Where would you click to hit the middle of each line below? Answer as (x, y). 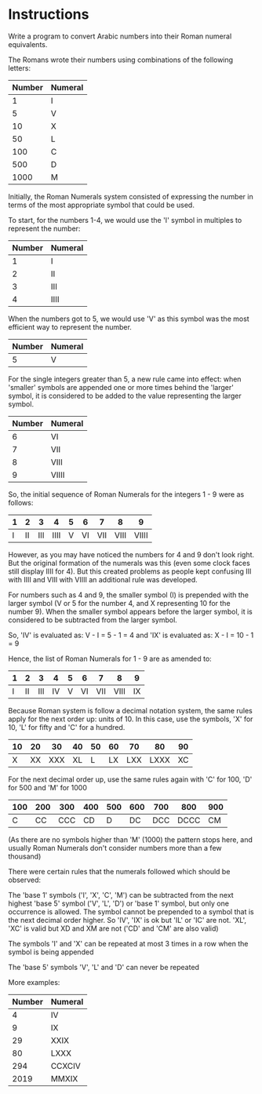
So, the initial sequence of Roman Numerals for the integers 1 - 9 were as (126, 494)
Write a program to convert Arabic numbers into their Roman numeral (120, 36)
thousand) (25, 856)
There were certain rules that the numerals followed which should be (119, 871)
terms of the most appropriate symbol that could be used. (101, 205)
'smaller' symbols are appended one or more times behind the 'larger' (121, 387)
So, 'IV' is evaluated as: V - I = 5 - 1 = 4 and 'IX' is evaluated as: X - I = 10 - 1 (131, 635)
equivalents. (28, 44)
